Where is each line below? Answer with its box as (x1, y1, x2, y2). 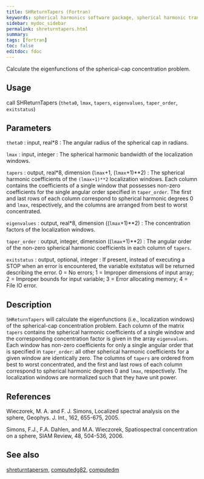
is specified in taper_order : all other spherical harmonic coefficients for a (6, 348, 189, 356)
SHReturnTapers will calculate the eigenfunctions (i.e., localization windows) (6, 315, 195, 323)
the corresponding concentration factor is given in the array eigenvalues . (6, 335, 189, 342)
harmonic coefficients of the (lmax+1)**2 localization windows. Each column (6, 176, 197, 183)
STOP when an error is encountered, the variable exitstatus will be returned (6, 263, 195, 270)
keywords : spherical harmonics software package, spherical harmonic (6, 15, 186, 21)
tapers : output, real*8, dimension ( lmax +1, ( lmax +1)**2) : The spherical (6, 169, 185, 176)
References (6, 391, 51, 402)
